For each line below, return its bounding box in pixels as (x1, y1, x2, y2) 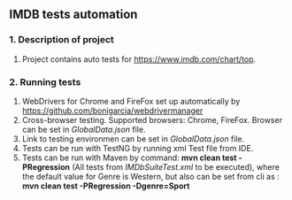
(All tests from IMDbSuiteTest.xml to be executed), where (72, 161, 280, 172)
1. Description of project (9, 34, 115, 46)
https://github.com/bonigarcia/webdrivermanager (21, 105, 204, 116)
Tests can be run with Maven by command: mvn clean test (21, 152, 237, 163)
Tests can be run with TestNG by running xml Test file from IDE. (21, 142, 254, 153)
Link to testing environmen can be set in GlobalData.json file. (21, 133, 245, 144)
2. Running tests (9, 75, 81, 88)
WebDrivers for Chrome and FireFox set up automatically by (21, 96, 241, 106)
